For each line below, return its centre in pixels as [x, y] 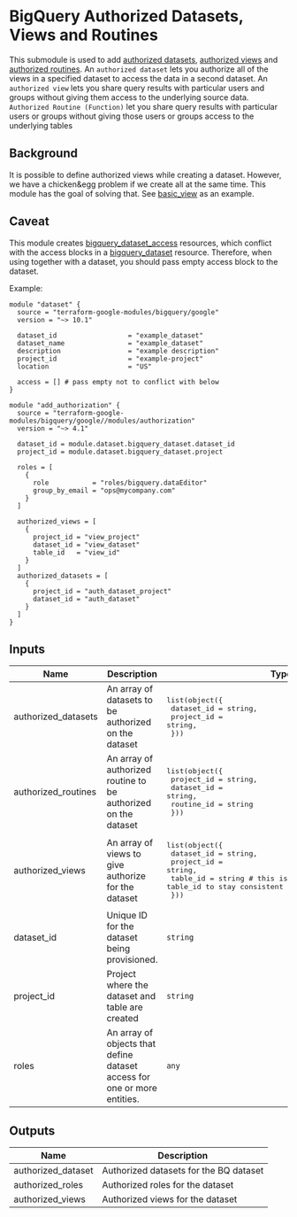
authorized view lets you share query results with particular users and [137, 88]
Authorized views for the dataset [169, 1199]
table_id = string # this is [229, 879]
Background [43, 154]
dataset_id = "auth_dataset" [86, 599]
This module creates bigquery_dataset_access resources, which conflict [141, 243]
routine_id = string [212, 805]
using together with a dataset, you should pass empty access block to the [144, 261]
